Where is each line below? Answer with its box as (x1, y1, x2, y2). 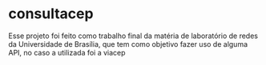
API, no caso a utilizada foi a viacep (8, 48, 126, 57)
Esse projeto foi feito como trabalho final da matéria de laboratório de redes (8, 31, 259, 40)
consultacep (8, 5, 94, 23)
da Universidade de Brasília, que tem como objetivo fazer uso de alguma (8, 39, 248, 48)
